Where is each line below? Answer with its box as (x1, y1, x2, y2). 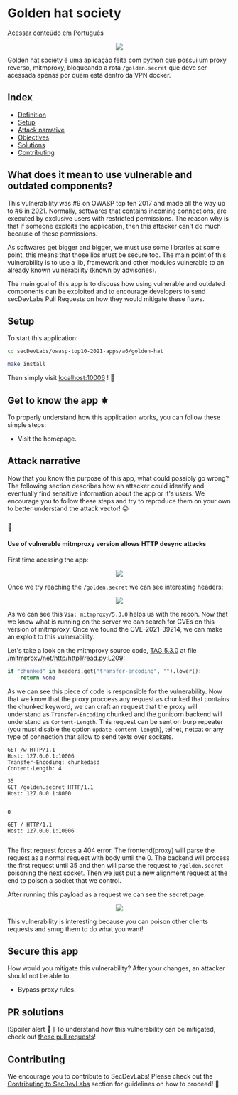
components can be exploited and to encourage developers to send (7, 287, 206, 295)
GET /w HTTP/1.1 (7, 746, 55, 753)
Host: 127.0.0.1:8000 (7, 790, 72, 797)
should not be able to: (7, 972, 71, 980)
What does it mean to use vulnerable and (7, 169, 193, 181)
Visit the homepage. (17, 434, 77, 443)
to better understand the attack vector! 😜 (7, 504, 129, 513)
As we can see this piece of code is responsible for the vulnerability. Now (7, 687, 222, 696)
